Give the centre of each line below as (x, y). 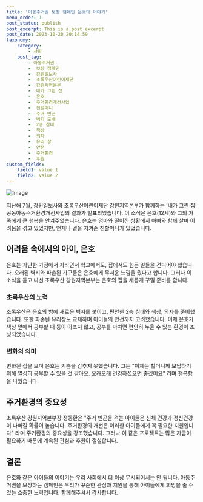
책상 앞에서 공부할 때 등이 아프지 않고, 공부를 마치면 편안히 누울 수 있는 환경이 (98, 327)
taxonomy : (19, 40)
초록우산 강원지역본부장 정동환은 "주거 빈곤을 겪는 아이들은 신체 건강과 (89, 418)
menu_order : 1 (24, 18)
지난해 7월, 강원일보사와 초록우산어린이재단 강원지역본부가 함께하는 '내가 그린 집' (101, 205)
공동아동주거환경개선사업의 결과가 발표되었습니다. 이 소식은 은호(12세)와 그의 (97, 213)
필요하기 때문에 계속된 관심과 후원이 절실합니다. (62, 441)
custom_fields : (25, 165)
